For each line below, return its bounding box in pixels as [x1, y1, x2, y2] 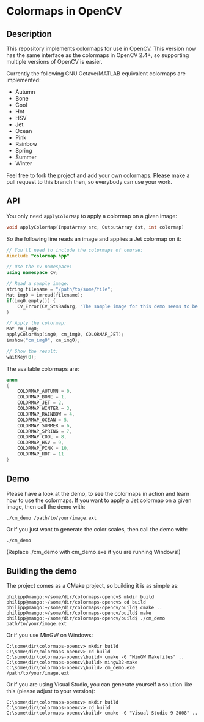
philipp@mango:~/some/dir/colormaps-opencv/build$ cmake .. [6, 605, 163, 611]
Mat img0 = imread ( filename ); [6, 292, 84, 298]
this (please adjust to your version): [6, 688, 96, 695]
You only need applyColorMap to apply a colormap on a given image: [6, 212, 177, 219]
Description [6, 29, 52, 39]
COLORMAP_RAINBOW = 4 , [17, 411, 75, 417]
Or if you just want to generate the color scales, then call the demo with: [6, 525, 188, 533]
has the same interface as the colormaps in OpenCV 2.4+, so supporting [6, 51, 189, 59]
